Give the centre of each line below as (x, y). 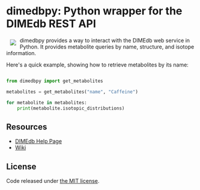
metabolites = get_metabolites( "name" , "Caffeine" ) (72, 92)
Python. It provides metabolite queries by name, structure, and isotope (107, 47)
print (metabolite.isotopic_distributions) (71, 108)
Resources (27, 127)
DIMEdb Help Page (38, 141)
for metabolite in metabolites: (47, 102)
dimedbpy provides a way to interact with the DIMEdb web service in (105, 40)
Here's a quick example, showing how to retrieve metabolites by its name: (98, 65)
